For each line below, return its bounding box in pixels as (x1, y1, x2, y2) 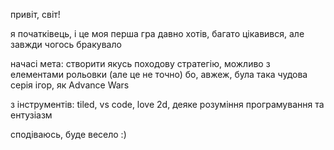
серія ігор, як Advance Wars (10, 79, 130, 91)
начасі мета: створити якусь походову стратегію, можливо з (10, 58, 271, 69)
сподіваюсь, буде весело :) (10, 129, 127, 140)
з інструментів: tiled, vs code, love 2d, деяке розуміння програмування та (10, 99, 325, 110)
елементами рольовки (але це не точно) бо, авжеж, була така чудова (10, 69, 308, 80)
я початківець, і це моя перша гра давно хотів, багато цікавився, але (10, 28, 305, 39)
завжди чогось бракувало (10, 39, 122, 50)
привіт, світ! (10, 9, 61, 20)
